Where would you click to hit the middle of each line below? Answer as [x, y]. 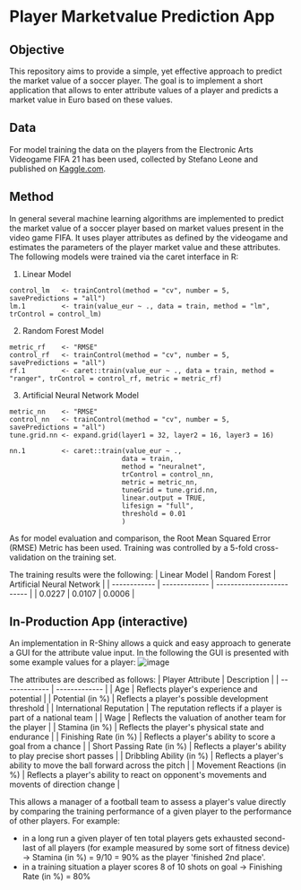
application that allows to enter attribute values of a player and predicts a [144, 90]
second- [270, 838]
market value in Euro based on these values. [91, 100]
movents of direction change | [65, 785]
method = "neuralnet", [163, 467]
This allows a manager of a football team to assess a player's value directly [148, 802]
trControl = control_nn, [168, 474]
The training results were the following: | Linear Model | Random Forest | [142, 574]
